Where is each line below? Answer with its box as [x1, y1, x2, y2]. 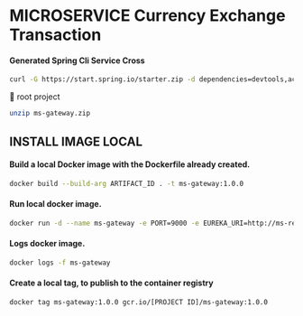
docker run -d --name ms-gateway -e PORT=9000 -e [9, 218, 200, 228]
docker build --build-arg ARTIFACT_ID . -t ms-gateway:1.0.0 [9, 179, 244, 188]
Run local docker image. [9, 199, 102, 209]
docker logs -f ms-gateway [9, 258, 111, 267]
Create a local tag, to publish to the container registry [9, 277, 214, 289]
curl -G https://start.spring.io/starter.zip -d [9, 75, 196, 84]
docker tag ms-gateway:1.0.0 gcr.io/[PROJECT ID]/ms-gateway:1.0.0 [9, 297, 269, 307]
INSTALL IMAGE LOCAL [9, 134, 142, 149]
